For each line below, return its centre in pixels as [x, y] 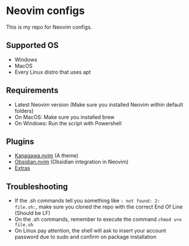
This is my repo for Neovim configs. [49, 27]
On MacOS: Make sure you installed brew [64, 117]
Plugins [20, 141]
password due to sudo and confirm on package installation [85, 237]
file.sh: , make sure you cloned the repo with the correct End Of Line [99, 207]
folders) [24, 111]
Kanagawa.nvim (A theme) [47, 156]
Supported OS [32, 45]
